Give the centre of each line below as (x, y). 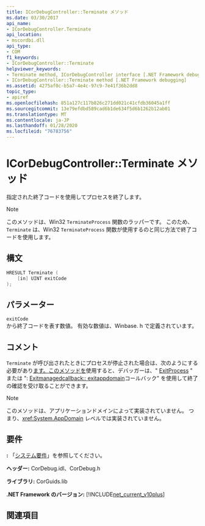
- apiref (17, 97)
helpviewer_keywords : (34, 69)
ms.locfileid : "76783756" (39, 131)
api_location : (24, 35)
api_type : (19, 46)
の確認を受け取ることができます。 (49, 386)
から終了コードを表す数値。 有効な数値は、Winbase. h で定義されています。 (102, 326)
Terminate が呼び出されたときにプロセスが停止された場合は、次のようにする (102, 363)
